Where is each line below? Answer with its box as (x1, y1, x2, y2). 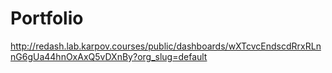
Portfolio (10, 7, 84, 30)
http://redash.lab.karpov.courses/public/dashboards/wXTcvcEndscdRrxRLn (10, 40, 322, 52)
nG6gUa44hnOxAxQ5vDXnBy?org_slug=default (10, 50, 208, 62)
